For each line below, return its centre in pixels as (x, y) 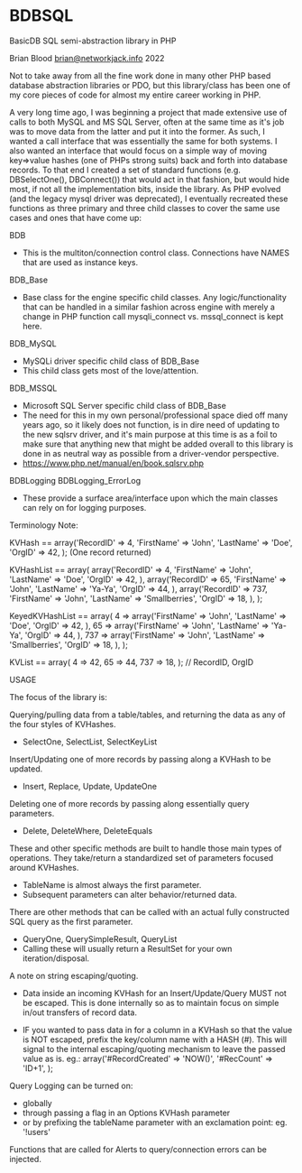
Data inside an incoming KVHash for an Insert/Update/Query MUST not (154, 993)
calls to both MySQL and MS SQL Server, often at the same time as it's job (147, 122)
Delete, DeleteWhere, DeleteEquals (87, 830)
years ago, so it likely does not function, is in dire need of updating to (151, 424)
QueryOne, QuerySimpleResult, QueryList (100, 938)
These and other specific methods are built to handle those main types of (146, 848)
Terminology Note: (44, 525)
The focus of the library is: (59, 697)
